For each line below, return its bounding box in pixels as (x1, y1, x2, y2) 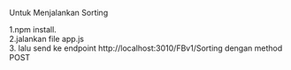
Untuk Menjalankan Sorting (9, 8, 109, 17)
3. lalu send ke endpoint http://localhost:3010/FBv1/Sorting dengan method (9, 43, 283, 53)
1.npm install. (9, 24, 57, 34)
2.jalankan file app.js (9, 34, 84, 44)
